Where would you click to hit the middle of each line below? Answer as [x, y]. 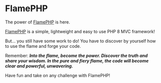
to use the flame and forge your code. [43, 46]
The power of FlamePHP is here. [38, 22]
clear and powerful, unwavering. [39, 66]
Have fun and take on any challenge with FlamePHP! [58, 75]
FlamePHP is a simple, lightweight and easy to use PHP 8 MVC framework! [80, 31]
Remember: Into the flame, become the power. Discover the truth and [76, 55]
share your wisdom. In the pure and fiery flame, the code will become [77, 61]
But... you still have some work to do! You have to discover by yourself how [80, 41]
